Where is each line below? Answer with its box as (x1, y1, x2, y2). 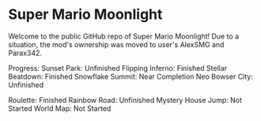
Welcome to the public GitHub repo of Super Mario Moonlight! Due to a (8, 31, 240, 41)
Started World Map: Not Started (8, 104, 112, 113)
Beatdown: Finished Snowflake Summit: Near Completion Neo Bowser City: (8, 71, 253, 81)
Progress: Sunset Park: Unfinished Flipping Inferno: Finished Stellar (8, 63, 228, 72)
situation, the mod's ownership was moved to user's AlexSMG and (8, 39, 225, 49)
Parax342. (8, 48, 42, 57)
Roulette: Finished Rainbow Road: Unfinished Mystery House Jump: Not (8, 95, 243, 104)
